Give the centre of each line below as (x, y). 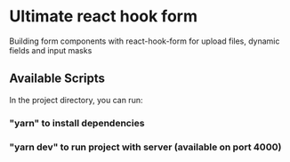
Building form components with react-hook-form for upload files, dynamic (145, 41)
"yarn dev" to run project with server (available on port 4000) (145, 147)
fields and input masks (51, 50)
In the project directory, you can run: (76, 100)
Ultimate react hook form (104, 16)
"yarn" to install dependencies (77, 123)
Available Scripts (57, 79)
